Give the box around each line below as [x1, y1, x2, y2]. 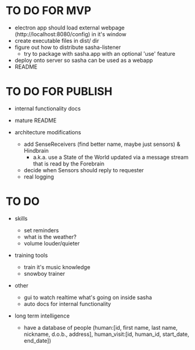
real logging [23, 173, 55, 180]
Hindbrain [23, 146, 49, 154]
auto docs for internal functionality [23, 300, 112, 307]
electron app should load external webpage [14, 24, 125, 31]
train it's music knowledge [23, 263, 91, 270]
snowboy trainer [23, 270, 66, 277]
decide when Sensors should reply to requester [23, 166, 144, 173]
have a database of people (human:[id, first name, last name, [23, 324, 178, 331]
